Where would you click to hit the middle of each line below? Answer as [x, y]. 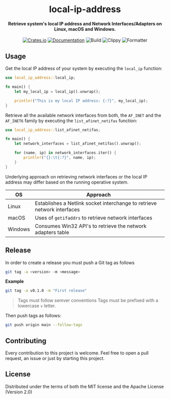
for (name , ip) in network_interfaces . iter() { [65, 153]
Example [15, 281]
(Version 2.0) [19, 392]
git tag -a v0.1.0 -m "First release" [46, 291]
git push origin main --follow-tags [44, 325]
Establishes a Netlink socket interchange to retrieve [96, 203]
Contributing [26, 341]
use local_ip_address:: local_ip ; [40, 78]
